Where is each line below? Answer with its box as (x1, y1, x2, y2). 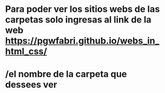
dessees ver (5, 79, 57, 91)
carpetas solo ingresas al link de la (5, 14, 151, 25)
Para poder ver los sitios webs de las (5, 3, 160, 15)
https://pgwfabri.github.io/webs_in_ (5, 35, 159, 47)
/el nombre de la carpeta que (5, 69, 127, 80)
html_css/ (5, 46, 47, 57)
